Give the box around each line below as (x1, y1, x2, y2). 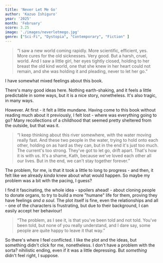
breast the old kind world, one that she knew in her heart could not (17, 63, 151, 69)
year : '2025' (5, 16, 32, 21)
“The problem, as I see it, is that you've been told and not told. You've (17, 217, 157, 223)
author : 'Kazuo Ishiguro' (5, 12, 57, 17)
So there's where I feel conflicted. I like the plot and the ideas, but (5, 237, 137, 243)
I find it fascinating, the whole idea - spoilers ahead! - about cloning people (5, 187, 156, 193)
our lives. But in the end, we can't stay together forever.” (17, 158, 130, 164)
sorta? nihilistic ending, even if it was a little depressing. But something (5, 247, 147, 253)
